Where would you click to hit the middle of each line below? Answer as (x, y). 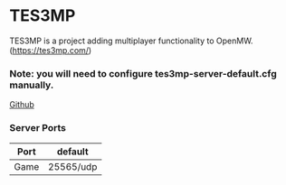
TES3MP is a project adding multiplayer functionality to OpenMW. (131, 41)
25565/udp (73, 166)
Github (22, 105)
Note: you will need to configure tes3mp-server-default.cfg (143, 73)
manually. (32, 85)
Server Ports (38, 128)
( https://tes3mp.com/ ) (51, 50)
